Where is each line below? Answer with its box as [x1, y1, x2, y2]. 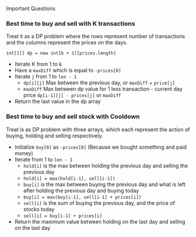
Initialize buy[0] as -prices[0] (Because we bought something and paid [14, 143, 187, 150]
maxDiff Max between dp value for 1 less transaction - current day [23, 85, 183, 92]
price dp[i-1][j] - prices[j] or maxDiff [23, 92, 122, 99]
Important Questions [6, 5, 56, 12]
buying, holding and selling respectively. [6, 132, 104, 139]
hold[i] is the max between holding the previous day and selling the [23, 162, 188, 169]
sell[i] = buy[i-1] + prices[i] [23, 213, 102, 219]
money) [14, 149, 33, 157]
